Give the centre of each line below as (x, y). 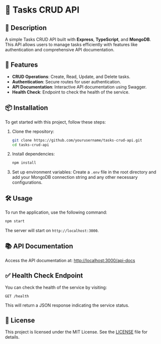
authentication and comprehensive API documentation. (60, 50)
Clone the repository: (33, 131)
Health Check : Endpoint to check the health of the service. (71, 92)
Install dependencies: (33, 154)
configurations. (27, 182)
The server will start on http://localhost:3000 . (52, 230)
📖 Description (26, 28)
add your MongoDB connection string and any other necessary (75, 177)
